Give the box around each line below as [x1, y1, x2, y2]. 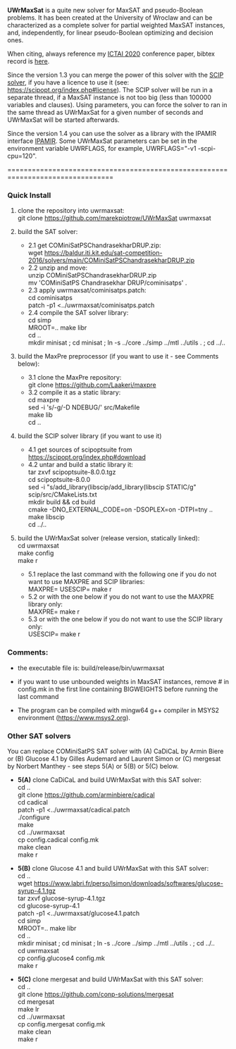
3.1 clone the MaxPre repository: [27, 373, 122, 382]
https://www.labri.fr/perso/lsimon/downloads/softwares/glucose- [34, 879, 223, 887]
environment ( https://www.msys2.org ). [17, 713, 130, 721]
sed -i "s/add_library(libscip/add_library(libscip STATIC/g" [27, 483, 197, 492]
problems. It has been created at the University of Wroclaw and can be [7, 13, 213, 22]
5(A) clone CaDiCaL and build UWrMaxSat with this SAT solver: [17, 775, 202, 784]
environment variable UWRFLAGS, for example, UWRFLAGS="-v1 [7, 144, 197, 152]
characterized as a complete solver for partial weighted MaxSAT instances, [7, 21, 225, 29]
